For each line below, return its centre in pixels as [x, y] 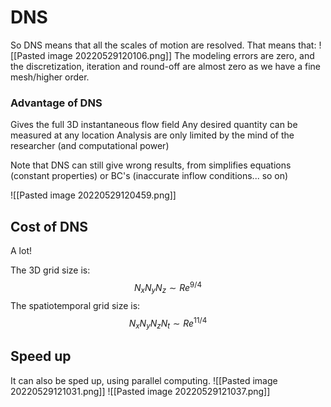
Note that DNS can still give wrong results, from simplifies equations [151, 165]
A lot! [21, 251]
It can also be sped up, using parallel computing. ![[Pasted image [144, 380]
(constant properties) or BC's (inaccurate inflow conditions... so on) [149, 176]
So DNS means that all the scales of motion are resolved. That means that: [163, 45]
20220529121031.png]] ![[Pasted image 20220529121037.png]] [140, 391]
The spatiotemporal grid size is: [75, 305]
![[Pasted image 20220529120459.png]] [93, 195]
